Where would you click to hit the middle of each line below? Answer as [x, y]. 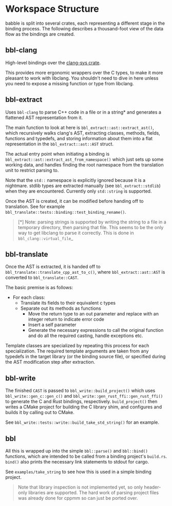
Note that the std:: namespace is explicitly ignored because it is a [75, 180]
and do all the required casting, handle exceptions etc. [85, 336]
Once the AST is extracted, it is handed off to [53, 267]
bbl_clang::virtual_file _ [45, 238]
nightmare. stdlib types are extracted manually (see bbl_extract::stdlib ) [83, 185]
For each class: [29, 297]
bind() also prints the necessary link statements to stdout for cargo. [77, 462]
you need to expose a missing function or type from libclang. [70, 83]
